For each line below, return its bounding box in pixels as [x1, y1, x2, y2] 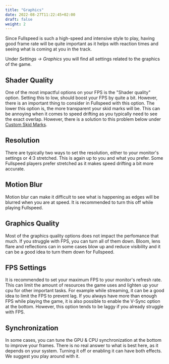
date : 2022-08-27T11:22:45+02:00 [5, 12, 76, 17]
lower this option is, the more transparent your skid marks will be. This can [5, 106, 160, 112]
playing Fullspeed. [5, 204, 43, 210]
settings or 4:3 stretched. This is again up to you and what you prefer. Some [5, 155, 163, 161]
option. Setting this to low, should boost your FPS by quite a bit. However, [5, 95, 158, 101]
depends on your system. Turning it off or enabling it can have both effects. [5, 348, 162, 354]
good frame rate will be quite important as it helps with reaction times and [5, 41, 159, 47]
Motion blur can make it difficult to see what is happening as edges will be [5, 194, 159, 200]
